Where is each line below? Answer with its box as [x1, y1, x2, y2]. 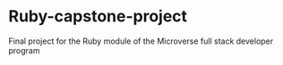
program [8, 45, 40, 55]
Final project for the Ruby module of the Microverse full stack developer [8, 36, 274, 46]
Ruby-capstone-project [8, 6, 188, 27]
